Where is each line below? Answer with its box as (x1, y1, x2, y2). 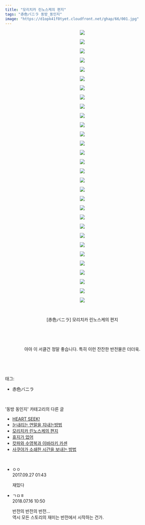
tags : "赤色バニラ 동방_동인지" (5, 12, 62, 17)
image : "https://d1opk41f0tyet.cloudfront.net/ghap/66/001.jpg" (5, 16, 139, 21)
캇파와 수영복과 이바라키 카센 (12, 440, 68, 446)
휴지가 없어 (12, 434, 34, 440)
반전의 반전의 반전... (12, 508, 50, 514)
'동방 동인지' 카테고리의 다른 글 (5, 406, 64, 412)
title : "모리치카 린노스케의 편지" (5, 7, 67, 12)
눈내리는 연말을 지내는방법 (12, 422, 63, 428)
